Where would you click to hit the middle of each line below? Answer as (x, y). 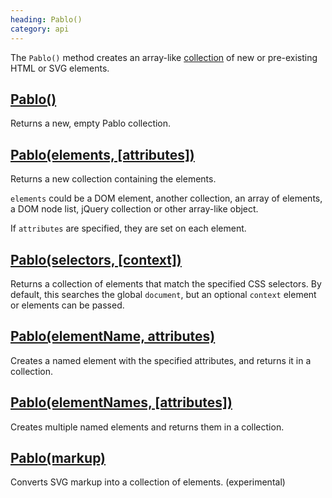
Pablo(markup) (58, 457)
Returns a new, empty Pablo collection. (91, 123)
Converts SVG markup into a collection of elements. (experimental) (148, 482)
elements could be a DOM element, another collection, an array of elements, (166, 198)
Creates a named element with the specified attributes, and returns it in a (161, 360)
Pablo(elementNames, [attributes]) (121, 402)
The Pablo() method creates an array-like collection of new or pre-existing (164, 57)
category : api (40, 29)
